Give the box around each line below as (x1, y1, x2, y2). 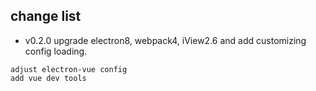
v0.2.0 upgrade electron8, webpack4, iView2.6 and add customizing (24, 34, 307, 46)
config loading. (24, 45, 88, 57)
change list (10, 8, 82, 25)
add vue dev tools (10, 73, 87, 83)
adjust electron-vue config (10, 64, 128, 74)
